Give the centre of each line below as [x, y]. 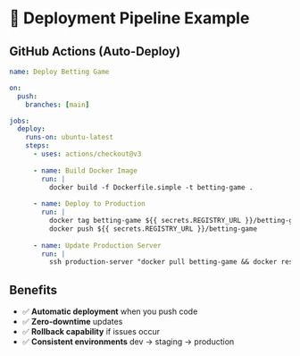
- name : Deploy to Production [89, 204]
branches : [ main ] [58, 105]
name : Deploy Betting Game [59, 72]
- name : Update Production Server [97, 245]
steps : [37, 146]
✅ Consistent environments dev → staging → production [128, 342]
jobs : [19, 121]
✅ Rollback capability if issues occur [91, 332]
